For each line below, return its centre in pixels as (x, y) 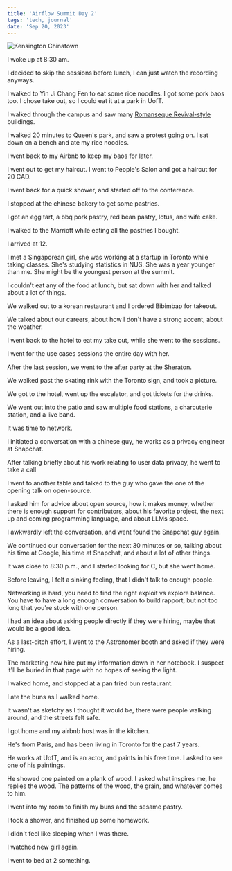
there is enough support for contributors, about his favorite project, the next (115, 511)
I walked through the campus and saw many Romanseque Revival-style (109, 114)
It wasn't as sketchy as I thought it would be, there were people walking (109, 710)
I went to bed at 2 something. (49, 861)
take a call (22, 470)
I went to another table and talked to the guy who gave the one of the (106, 483)
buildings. (21, 122)
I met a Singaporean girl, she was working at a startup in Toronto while (108, 258)
